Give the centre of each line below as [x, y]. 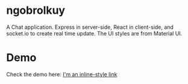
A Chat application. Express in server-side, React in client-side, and [90, 27]
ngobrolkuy [36, 10]
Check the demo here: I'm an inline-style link [62, 74]
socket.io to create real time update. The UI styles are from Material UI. [94, 33]
